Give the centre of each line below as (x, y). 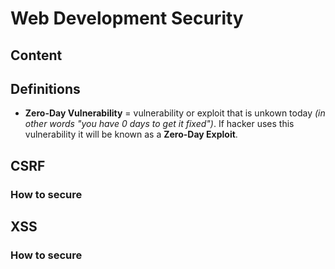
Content (36, 55)
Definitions (45, 88)
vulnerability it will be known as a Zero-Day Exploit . (131, 134)
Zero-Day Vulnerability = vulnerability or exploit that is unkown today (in (175, 113)
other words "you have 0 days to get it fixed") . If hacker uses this (159, 124)
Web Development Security (127, 18)
